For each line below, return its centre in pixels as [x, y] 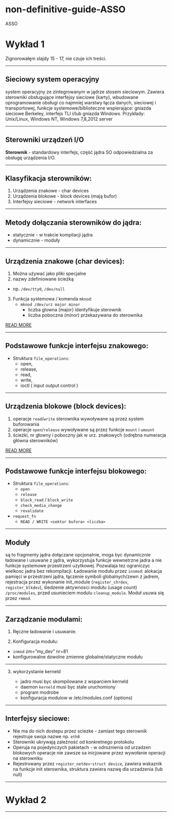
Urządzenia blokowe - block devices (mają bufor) [65, 196]
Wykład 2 [26, 800]
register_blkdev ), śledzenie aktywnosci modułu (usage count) [71, 588]
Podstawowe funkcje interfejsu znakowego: [77, 346]
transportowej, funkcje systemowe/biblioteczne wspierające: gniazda [78, 108]
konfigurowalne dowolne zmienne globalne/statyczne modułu [78, 657]
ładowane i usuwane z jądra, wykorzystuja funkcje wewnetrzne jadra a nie [84, 560]
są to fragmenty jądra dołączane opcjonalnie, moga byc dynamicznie [78, 555]
